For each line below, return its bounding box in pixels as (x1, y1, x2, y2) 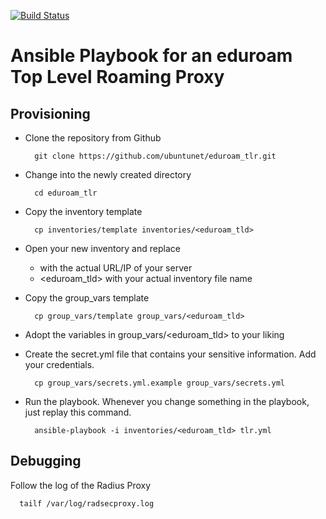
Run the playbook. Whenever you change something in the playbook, (24, 396, 310, 407)
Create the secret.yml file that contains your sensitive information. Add (24, 348, 317, 360)
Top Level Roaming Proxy (10, 66, 225, 89)
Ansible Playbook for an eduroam (10, 45, 293, 67)
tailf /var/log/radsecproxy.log (19, 498, 155, 509)
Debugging (10, 453, 82, 470)
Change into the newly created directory (24, 169, 192, 180)
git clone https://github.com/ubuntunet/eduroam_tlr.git (34, 151, 277, 161)
